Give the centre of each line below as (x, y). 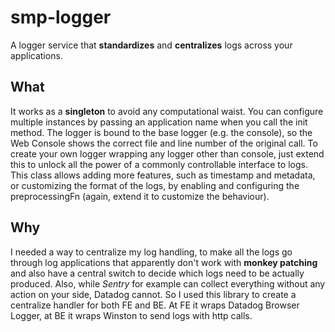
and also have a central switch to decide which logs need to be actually (157, 273)
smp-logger (61, 17)
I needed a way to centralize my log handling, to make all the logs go (151, 252)
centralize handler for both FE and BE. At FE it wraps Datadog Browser (155, 305)
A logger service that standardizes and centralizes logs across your (151, 45)
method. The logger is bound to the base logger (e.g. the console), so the (161, 132)
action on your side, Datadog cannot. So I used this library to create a (153, 294)
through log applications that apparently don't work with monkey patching (164, 262)
